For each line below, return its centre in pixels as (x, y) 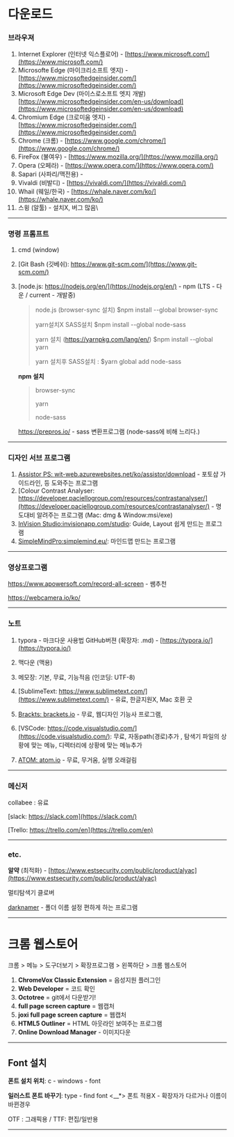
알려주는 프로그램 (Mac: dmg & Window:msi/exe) (105, 515)
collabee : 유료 (28, 802)
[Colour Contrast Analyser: (56, 491)
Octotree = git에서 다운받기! (57, 997)
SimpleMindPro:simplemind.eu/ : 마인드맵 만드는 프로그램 (97, 541)
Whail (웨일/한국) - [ (45, 191)
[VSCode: (32, 728)
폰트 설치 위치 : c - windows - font (55, 1081)
